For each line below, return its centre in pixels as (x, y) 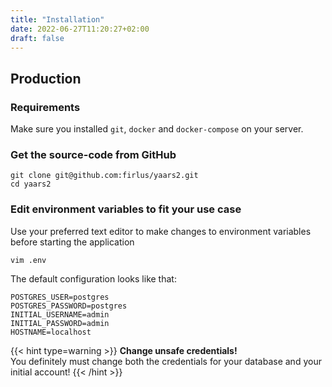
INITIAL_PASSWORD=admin (60, 323)
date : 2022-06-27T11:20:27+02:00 (80, 29)
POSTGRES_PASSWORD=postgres (69, 306)
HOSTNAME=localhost (51, 332)
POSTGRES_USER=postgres (60, 297)
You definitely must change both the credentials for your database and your (166, 361)
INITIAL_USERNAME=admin (60, 314)
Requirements (45, 107)
